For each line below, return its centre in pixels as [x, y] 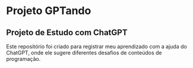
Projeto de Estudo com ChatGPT [67, 33]
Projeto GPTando [49, 11]
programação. [23, 59]
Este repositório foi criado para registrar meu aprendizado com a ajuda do [96, 46]
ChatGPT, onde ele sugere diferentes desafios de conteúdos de [84, 53]
